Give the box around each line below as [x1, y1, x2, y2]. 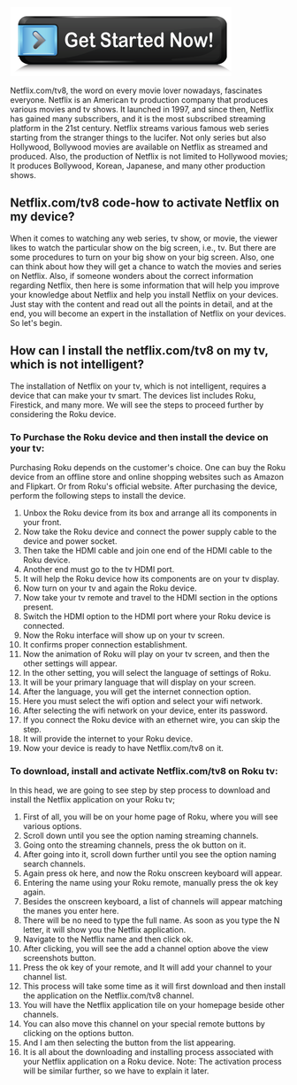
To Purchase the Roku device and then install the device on [10, 430, 269, 443]
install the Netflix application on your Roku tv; [10, 794, 176, 805]
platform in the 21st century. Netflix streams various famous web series [10, 123, 270, 133]
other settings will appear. [22, 658, 118, 669]
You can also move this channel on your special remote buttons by [22, 1019, 266, 1029]
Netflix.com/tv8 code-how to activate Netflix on [10, 196, 279, 211]
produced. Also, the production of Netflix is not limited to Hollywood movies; [10, 151, 288, 161]
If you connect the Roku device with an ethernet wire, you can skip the [22, 714, 281, 725]
